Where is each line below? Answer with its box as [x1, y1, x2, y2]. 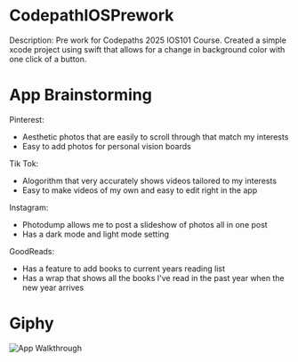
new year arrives [21, 282, 85, 293]
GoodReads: [9, 245, 55, 256]
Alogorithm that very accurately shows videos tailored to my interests [21, 175, 278, 186]
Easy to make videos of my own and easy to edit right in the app [21, 184, 258, 196]
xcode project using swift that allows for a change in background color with [9, 44, 286, 54]
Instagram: [9, 202, 49, 213]
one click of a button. [9, 53, 87, 64]
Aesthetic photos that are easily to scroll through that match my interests [21, 131, 289, 142]
